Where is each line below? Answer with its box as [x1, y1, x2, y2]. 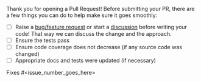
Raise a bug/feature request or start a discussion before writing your [15, 24, 188, 30]
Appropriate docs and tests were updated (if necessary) [15, 57, 157, 64]
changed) [15, 50, 40, 58]
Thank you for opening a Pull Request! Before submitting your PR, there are [6, 5, 195, 12]
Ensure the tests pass [15, 36, 70, 44]
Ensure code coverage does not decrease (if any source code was [15, 44, 183, 51]
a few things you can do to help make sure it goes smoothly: [6, 12, 158, 19]
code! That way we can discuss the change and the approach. [15, 30, 172, 38]
